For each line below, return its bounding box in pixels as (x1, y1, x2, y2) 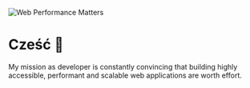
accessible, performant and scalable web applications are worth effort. (8, 70, 242, 80)
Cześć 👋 (8, 36, 64, 54)
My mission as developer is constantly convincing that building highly (8, 62, 238, 71)
